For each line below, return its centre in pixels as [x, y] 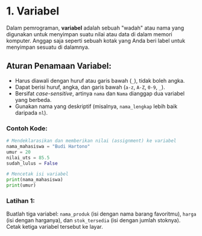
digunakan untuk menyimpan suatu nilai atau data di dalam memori [90, 34]
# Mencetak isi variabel [37, 174]
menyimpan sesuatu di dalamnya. [48, 47]
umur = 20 [19, 152]
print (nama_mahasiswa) [35, 180]
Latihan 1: [21, 200]
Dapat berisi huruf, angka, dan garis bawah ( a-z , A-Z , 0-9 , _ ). [90, 87]
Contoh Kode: [27, 128]
